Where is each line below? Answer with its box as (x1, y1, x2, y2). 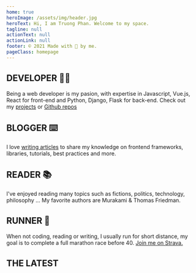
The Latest (6, 257, 59, 269)
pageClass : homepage (6, 49, 59, 55)
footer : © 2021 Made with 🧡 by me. (6, 44, 97, 50)
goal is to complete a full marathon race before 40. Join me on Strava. (6, 239, 183, 246)
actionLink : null (6, 37, 51, 44)
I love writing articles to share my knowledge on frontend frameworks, (6, 143, 184, 150)
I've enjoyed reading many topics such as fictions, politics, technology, (6, 190, 185, 197)
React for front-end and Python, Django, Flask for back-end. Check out (6, 96, 186, 104)
